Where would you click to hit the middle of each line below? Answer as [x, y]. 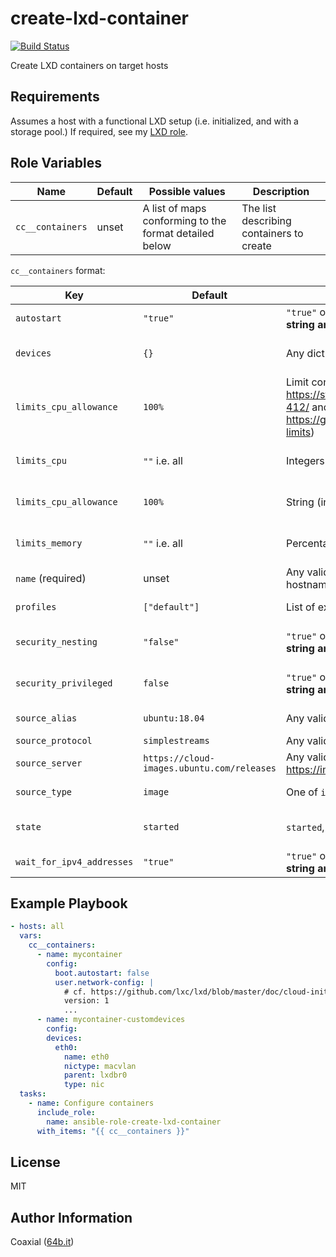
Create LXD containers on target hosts [89, 65]
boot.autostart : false [102, 973]
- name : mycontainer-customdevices [111, 1020]
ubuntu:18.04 [174, 718]
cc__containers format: [58, 270]
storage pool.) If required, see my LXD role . [99, 131]
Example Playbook [69, 903]
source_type [44, 791]
